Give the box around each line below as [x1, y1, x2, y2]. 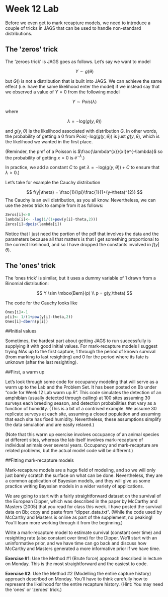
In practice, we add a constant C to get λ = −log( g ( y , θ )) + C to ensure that [5, 165, 160, 171]
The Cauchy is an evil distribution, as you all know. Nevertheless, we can [5, 197, 156, 203]
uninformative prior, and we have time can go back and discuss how [5, 540, 147, 547]
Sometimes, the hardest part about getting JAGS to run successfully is [5, 338, 151, 344]
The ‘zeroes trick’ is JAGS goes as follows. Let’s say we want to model [5, 59, 151, 65]
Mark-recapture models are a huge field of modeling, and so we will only [5, 467, 156, 473]
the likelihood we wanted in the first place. [5, 138, 93, 144]
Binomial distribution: [5, 280, 49, 286]
